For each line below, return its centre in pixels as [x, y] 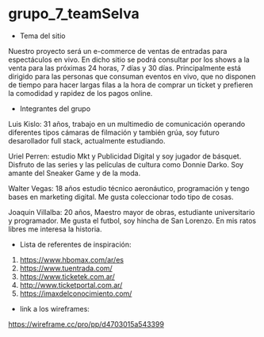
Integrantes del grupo [55, 109]
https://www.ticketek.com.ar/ [67, 276]
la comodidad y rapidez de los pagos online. [80, 93]
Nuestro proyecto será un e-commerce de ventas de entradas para [118, 51]
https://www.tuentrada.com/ [66, 268]
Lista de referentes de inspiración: [76, 244]
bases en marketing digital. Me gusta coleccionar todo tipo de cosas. [121, 197]
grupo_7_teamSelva [74, 14]
